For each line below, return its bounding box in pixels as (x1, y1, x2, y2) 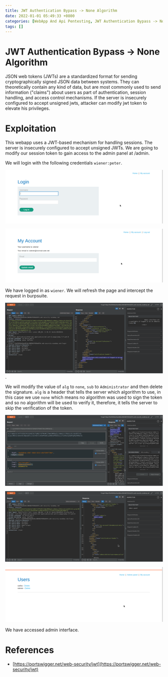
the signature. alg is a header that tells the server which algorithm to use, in (5, 389, 161, 395)
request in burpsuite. (5, 292, 48, 298)
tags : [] (5, 24, 23, 29)
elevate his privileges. (5, 105, 50, 111)
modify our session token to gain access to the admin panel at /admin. (5, 150, 150, 156)
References (5, 644, 54, 656)
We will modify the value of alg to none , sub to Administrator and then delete (5, 384, 163, 390)
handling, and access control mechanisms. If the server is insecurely (5, 95, 146, 101)
